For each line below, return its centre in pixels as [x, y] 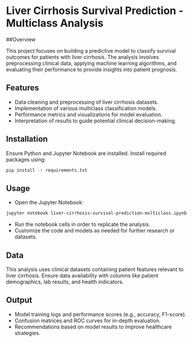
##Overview [21, 39]
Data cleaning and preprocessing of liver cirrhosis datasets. [87, 102]
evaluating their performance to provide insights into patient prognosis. [92, 69]
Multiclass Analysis [55, 23]
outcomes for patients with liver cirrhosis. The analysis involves [82, 57]
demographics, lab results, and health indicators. [65, 282]
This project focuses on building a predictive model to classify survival [91, 50]
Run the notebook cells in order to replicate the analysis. [82, 224]
